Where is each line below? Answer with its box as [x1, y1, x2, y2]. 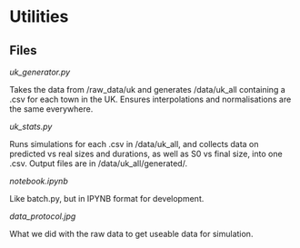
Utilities [9, 6, 69, 27]
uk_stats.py [9, 121, 53, 132]
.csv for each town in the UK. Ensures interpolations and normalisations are [9, 94, 292, 104]
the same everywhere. [9, 104, 94, 114]
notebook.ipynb [9, 175, 68, 186]
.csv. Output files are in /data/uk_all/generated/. [9, 158, 188, 169]
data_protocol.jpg [9, 211, 76, 222]
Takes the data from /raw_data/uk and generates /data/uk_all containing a [9, 84, 286, 94]
